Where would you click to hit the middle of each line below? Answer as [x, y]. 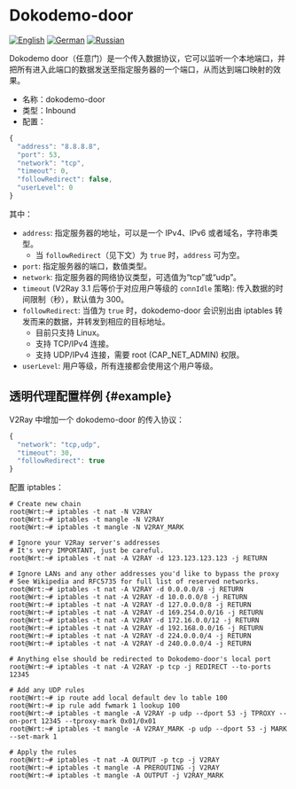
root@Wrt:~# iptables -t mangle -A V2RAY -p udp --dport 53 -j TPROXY [142, 714]
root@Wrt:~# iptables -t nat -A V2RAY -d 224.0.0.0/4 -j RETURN [130, 636]
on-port [23, 722]
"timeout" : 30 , [45, 453]
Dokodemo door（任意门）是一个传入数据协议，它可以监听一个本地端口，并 [148, 58]
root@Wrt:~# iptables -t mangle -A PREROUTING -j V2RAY [114, 768]
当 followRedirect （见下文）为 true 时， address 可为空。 [140, 254]
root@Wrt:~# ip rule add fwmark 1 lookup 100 [94, 706]
